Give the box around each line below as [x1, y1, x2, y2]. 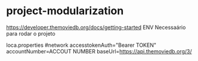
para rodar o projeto [6, 30, 55, 37]
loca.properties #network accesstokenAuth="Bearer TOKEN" [6, 41, 157, 49]
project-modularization [6, 4, 124, 18]
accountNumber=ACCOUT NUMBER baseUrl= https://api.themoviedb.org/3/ [6, 47, 192, 54]
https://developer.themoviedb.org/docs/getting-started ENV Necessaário [6, 24, 186, 31]
